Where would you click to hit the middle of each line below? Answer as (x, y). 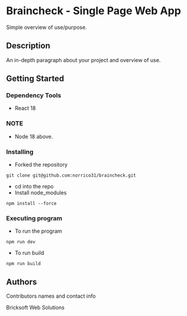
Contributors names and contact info (51, 296)
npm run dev (21, 242)
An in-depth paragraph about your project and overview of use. (83, 60)
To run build (29, 253)
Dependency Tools (34, 96)
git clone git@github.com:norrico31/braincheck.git (71, 175)
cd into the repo (34, 187)
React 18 (25, 108)
